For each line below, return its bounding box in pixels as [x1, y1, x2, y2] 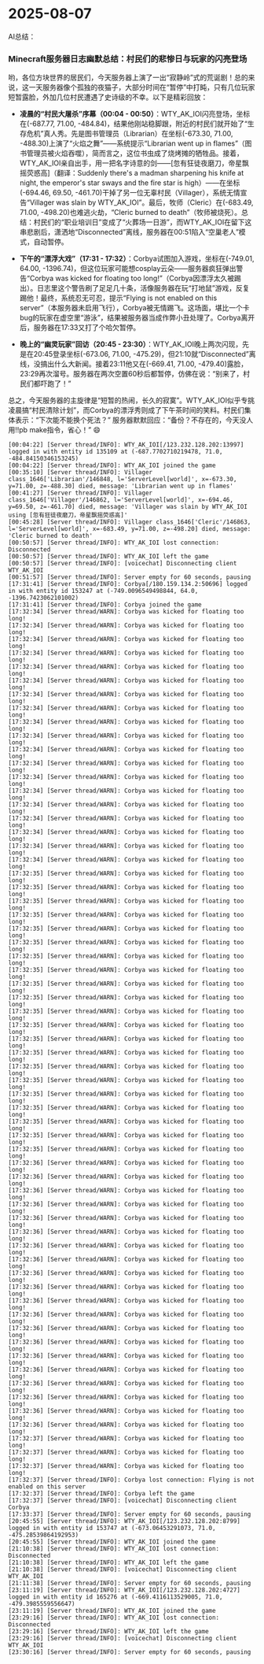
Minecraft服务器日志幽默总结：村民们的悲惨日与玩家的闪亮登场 [8, 53, 247, 64]
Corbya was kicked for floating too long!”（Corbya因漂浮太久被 [29, 273, 234, 284]
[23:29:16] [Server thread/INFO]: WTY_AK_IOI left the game [8, 1628, 210, 1636]
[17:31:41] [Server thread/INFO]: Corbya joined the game [8, 601, 202, 609]
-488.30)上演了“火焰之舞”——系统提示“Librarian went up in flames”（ [19, 139, 245, 148]
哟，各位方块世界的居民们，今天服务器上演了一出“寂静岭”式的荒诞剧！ [8, 72, 235, 83]
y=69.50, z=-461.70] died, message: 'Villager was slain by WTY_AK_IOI [8, 503, 247, 511]
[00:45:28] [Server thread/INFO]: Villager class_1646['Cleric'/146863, [8, 518, 251, 526]
